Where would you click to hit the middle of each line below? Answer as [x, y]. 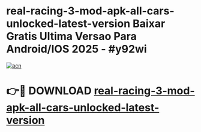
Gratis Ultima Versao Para [71, 36]
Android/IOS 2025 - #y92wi [76, 49]
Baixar [149, 24]
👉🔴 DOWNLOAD [49, 91]
